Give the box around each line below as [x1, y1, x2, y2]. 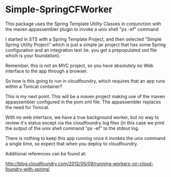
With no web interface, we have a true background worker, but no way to [5, 114, 159, 120]
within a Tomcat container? [5, 83, 62, 90]
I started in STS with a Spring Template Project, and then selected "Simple [5, 36, 162, 42]
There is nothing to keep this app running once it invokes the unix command [5, 135, 165, 141]
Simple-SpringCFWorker [5, 4, 113, 15]
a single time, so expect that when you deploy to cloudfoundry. [5, 140, 138, 147]
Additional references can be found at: [5, 150, 87, 156]
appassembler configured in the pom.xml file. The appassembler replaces [5, 99, 161, 105]
